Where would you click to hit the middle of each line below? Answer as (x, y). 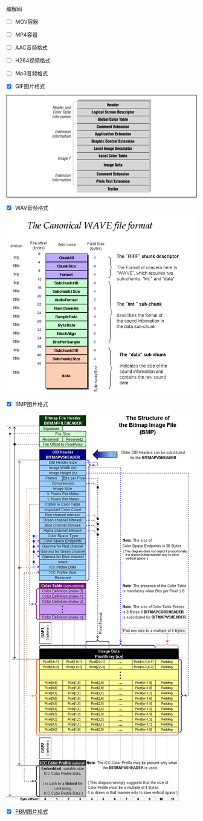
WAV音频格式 (32, 207)
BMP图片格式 (31, 404)
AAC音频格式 (31, 48)
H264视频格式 (33, 61)
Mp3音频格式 (31, 73)
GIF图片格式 (30, 86)
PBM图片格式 (31, 811)
